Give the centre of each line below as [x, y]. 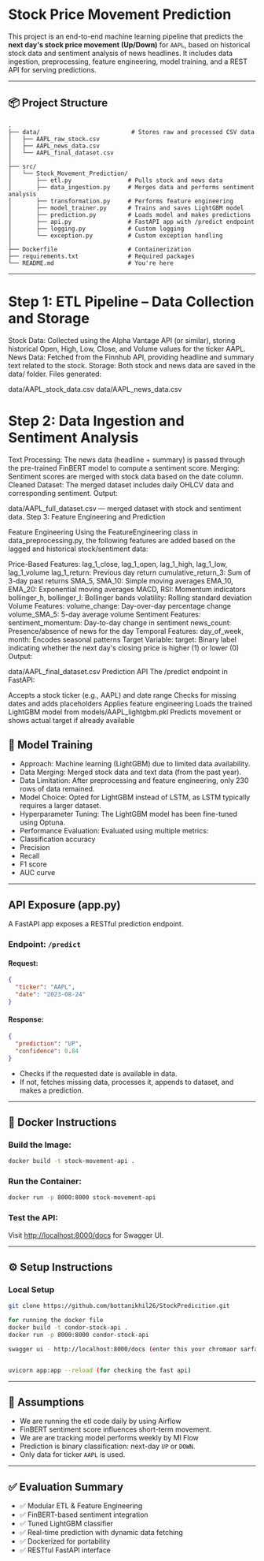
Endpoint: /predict [44, 944]
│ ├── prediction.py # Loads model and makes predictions [130, 214]
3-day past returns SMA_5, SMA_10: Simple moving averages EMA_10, [121, 580]
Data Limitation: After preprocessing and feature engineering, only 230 [134, 780]
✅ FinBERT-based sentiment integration [84, 1514]
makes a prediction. [51, 1090]
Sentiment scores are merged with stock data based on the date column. [126, 476]
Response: [26, 1019]
